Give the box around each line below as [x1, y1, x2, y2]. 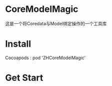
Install [5, 38, 31, 50]
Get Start [5, 72, 43, 84]
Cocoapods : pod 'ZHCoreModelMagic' [5, 55, 86, 61]
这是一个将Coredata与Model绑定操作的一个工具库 [5, 20, 107, 26]
